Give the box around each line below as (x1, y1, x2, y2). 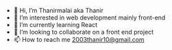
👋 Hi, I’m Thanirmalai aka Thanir (13, 7, 104, 14)
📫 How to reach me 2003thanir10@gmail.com (13, 36, 145, 43)
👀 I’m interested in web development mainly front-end (13, 14, 166, 22)
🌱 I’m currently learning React (13, 21, 98, 28)
